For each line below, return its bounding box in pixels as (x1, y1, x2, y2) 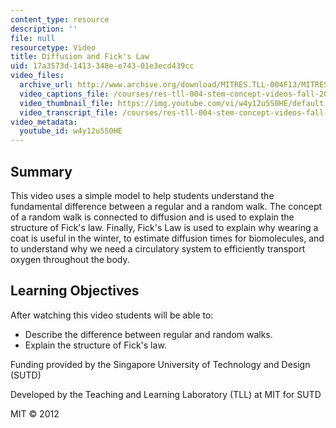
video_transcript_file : (19, 107, 118, 118)
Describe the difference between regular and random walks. (24, 328, 273, 340)
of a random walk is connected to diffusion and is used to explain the (10, 211, 295, 223)
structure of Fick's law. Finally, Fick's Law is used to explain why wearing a (10, 221, 319, 233)
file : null (10, 33, 56, 43)
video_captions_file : (19, 89, 110, 99)
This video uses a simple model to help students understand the (10, 189, 275, 201)
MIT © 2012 (10, 407, 60, 420)
